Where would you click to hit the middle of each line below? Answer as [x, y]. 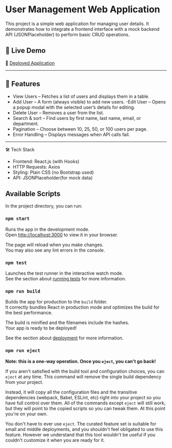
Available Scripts [33, 194]
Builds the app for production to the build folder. [57, 302]
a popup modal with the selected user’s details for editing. [74, 107]
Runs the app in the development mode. [47, 229]
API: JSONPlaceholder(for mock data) [53, 177]
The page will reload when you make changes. [55, 245]
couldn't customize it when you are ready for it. [55, 440]
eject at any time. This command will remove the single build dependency [83, 376]
